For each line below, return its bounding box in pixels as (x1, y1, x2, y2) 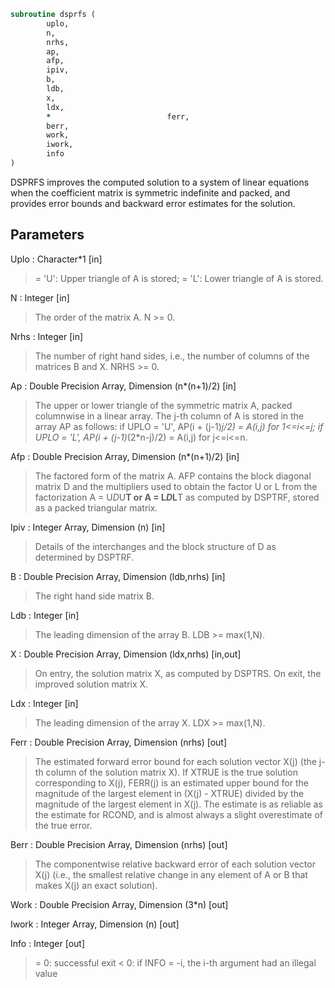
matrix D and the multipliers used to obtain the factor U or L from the (34, 480, 318, 492)
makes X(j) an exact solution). (34, 879, 158, 891)
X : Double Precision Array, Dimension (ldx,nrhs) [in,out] (10, 648, 242, 660)
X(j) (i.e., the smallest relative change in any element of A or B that (34, 868, 308, 880)
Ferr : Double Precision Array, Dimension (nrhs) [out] (10, 736, 228, 748)
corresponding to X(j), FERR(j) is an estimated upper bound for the (34, 776, 309, 789)
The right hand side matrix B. (34, 590, 155, 602)
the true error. (34, 819, 93, 831)
